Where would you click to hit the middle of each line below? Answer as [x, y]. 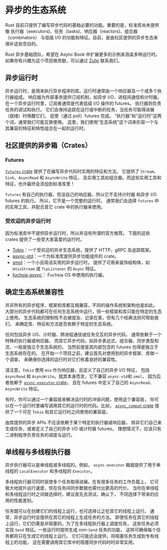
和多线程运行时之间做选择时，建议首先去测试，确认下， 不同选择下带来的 [80, 494]
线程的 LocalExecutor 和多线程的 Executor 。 [50, 471]
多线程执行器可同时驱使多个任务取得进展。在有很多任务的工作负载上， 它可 [82, 482]
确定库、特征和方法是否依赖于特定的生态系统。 [67, 324]
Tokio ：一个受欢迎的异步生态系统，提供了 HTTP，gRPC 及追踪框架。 [83, 250]
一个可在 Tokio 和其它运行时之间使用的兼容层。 [62, 412]
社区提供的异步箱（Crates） [48, 145]
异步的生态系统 [36, 10]
